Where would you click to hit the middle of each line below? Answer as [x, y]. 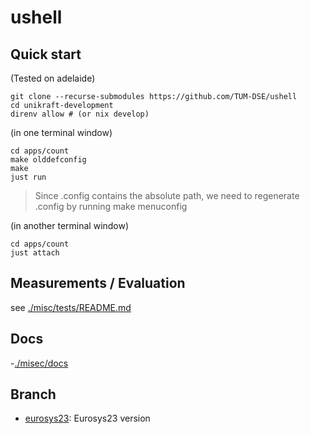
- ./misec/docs [39, 363]
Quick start [46, 54]
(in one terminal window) [61, 132]
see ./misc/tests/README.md [71, 307]
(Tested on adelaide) [53, 78]
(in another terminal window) [70, 225]
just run [28, 177]
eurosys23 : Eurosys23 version [87, 418]
